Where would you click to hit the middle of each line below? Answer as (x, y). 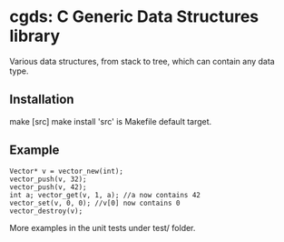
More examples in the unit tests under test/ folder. (103, 227)
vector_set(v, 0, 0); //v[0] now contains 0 (95, 203)
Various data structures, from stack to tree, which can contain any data (142, 61)
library (35, 36)
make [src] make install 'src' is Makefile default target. (111, 121)
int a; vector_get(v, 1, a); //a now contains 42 (105, 195)
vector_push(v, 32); (49, 179)
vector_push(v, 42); (49, 187)
